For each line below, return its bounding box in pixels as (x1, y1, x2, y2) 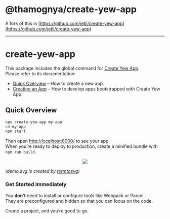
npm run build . (5, 149, 36, 155)
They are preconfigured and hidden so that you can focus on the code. (5, 198, 153, 204)
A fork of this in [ (5, 20, 40, 26)
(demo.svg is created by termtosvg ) (5, 168, 80, 174)
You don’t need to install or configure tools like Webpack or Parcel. (5, 192, 145, 199)
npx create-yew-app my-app (5, 119, 62, 124)
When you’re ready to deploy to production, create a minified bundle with (5, 143, 158, 149)
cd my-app (5, 124, 26, 129)
